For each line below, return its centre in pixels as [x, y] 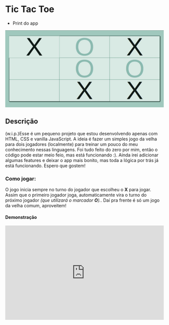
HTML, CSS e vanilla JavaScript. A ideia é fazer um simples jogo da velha [81, 139]
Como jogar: [21, 179]
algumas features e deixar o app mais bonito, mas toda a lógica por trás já [82, 160]
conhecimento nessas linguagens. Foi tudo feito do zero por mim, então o [81, 149]
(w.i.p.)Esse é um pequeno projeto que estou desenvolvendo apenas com [81, 133]
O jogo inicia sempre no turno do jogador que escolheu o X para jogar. [78, 190]
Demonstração [21, 217]
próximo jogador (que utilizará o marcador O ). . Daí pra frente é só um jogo [82, 200]
